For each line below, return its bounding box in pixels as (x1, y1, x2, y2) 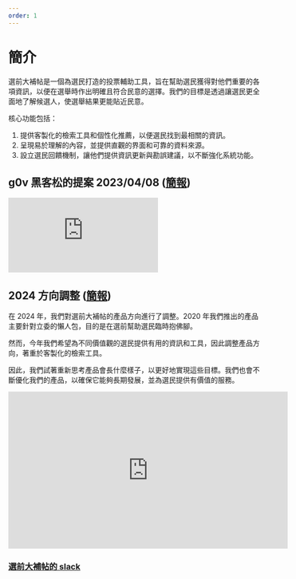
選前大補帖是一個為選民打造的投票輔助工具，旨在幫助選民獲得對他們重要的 (8, 77, 253, 86)
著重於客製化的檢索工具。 (22, 349, 106, 358)
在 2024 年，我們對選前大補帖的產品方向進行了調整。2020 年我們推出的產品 (8, 312, 259, 321)
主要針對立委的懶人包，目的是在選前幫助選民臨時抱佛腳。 (8, 321, 197, 331)
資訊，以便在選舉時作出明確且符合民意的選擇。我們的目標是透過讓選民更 (14, 86, 253, 96)
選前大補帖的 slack (8, 561, 81, 573)
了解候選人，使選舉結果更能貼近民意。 (22, 96, 148, 106)
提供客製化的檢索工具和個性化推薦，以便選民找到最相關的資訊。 (19, 130, 230, 140)
